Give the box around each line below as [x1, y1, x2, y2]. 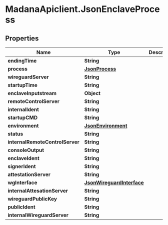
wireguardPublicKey [7, 195, 57, 202]
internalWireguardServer [7, 211, 69, 218]
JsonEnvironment [84, 122, 127, 129]
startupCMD [7, 114, 38, 121]
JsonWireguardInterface [84, 179, 144, 186]
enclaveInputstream [7, 90, 56, 96]
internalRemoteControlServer [7, 138, 80, 145]
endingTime [7, 57, 37, 64]
